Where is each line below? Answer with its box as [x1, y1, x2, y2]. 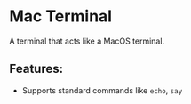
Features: [9, 61, 64, 76]
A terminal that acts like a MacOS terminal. [9, 36, 165, 46]
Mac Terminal [9, 6, 113, 27]
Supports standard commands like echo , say [21, 84, 183, 95]
